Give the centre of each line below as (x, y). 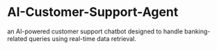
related (17, 38)
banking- (197, 31)
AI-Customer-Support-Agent (93, 12)
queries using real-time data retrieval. (83, 38)
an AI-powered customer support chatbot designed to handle (95, 31)
